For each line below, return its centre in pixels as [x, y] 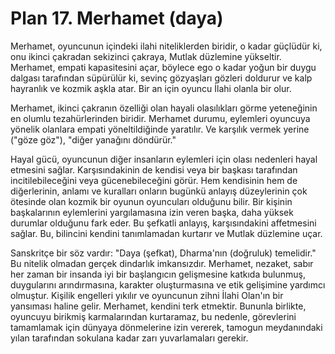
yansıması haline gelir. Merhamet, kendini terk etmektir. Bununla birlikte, [158, 306]
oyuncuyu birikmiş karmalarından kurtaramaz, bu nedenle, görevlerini [153, 316]
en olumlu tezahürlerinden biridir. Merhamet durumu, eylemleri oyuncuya [160, 118]
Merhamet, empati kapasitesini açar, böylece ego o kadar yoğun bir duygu [163, 67]
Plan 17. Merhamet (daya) [117, 18]
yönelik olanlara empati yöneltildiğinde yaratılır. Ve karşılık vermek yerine [160, 129]
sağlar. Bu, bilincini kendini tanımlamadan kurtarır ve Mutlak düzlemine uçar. [166, 233]
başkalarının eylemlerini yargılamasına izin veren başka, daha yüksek [152, 212]
